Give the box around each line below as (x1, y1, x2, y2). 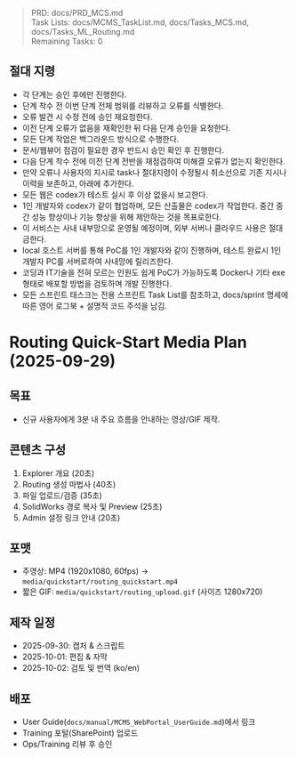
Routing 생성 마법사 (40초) (21, 479, 116, 489)
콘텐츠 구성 (9, 442, 67, 457)
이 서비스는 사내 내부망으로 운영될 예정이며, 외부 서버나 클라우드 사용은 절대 (21, 222, 284, 233)
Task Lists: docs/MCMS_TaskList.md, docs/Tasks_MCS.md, (30, 17, 250, 28)
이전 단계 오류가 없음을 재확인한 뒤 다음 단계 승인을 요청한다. (21, 122, 231, 133)
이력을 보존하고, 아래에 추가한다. (21, 178, 134, 189)
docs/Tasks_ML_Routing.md (30, 27, 135, 36)
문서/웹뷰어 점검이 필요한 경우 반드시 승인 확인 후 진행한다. (21, 144, 225, 155)
